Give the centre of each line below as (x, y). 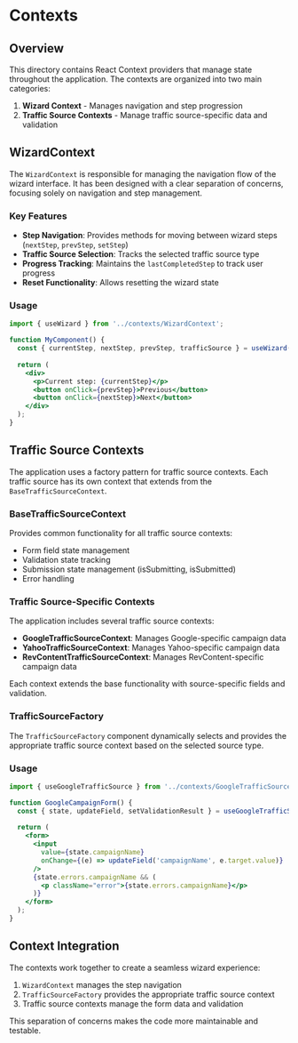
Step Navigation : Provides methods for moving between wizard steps (149, 236)
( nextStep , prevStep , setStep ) (75, 245)
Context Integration (64, 947)
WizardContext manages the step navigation (102, 984)
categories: (30, 88)
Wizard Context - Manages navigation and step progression (132, 106)
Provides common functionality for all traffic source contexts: (121, 534)
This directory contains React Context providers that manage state (131, 69)
